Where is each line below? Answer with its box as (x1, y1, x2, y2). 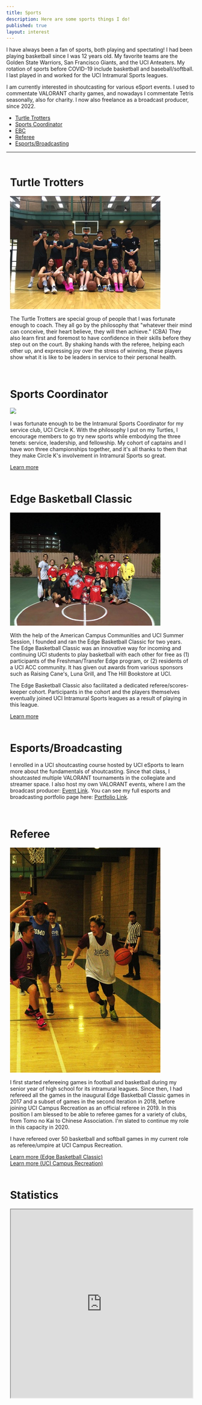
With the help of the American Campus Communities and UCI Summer (10, 632, 185, 639)
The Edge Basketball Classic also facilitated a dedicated (10, 682, 148, 689)
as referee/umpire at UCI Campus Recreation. (10, 1141, 123, 1149)
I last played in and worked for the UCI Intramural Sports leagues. (6, 72, 168, 79)
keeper (10, 688, 28, 696)
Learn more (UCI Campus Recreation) (10, 1160, 103, 1167)
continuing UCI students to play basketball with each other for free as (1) (10, 651, 189, 658)
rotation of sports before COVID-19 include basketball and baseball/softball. (6, 65, 194, 72)
